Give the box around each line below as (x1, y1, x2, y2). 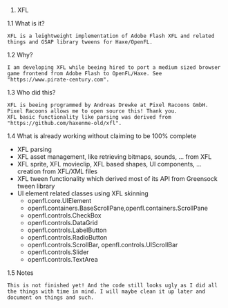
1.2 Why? (7, 51, 33, 59)
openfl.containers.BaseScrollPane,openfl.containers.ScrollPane (27, 204, 209, 212)
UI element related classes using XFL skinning (17, 189, 149, 198)
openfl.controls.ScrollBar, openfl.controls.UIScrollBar (27, 241, 178, 249)
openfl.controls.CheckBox (27, 211, 102, 220)
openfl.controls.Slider (27, 248, 89, 256)
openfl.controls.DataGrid (27, 219, 98, 227)
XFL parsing (17, 145, 52, 153)
